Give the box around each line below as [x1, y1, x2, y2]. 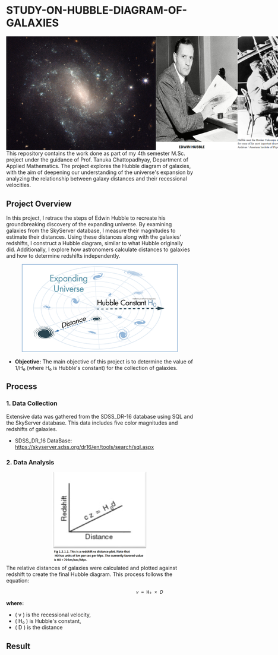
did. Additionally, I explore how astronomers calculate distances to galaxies [6, 246, 190, 253]
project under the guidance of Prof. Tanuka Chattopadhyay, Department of [6, 156, 189, 163]
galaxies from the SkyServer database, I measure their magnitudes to [6, 227, 176, 235]
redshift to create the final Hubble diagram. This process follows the [6, 571, 173, 578]
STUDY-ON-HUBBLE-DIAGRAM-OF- [6, 4, 187, 17]
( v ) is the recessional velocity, [14, 611, 91, 618]
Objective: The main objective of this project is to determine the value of [14, 357, 193, 365]
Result [6, 641, 31, 651]
